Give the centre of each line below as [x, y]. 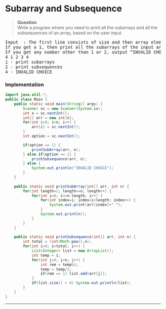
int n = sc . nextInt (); [46, 113]
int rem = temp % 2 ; [59, 265]
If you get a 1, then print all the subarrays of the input [80, 47]
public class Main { [26, 99]
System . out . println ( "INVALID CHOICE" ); [72, 168]
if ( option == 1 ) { [42, 145]
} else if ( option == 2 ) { [50, 154]
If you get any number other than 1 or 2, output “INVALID [78, 52]
